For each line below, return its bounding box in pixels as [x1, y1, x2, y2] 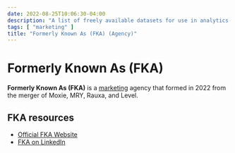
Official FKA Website [17, 130, 78, 138]
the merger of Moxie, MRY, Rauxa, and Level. [7, 91, 139, 99]
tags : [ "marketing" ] [7, 23, 74, 30]
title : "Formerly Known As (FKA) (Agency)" [7, 30, 138, 37]
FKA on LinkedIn [17, 138, 66, 146]
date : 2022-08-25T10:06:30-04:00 [7, 10, 106, 18]
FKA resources [7, 111, 75, 123]
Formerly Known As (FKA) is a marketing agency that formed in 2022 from [7, 84, 227, 92]
